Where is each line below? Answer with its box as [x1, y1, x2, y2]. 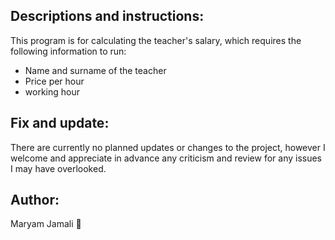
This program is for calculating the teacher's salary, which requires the [10, 34, 302, 46]
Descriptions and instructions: [10, 8, 205, 25]
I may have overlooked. [10, 162, 107, 174]
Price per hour [24, 75, 85, 87]
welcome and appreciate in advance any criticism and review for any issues [10, 152, 323, 164]
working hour [24, 85, 80, 98]
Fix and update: [10, 115, 110, 132]
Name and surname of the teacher [24, 64, 167, 76]
